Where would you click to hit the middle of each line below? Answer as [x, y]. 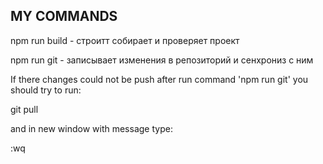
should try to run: [46, 90]
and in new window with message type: [91, 128]
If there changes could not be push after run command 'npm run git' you [159, 79]
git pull [24, 109]
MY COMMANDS [64, 16]
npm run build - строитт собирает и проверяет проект [125, 40]
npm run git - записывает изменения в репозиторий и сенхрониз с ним [162, 60]
